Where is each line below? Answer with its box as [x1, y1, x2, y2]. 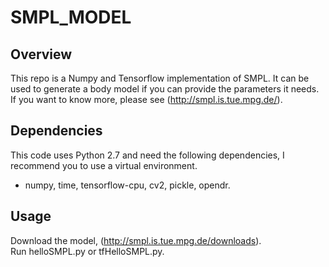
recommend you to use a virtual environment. [10, 159, 198, 171]
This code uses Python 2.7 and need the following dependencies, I [10, 149, 285, 161]
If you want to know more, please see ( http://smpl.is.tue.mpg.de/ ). [10, 94, 283, 105]
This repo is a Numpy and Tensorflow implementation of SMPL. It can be [10, 72, 310, 84]
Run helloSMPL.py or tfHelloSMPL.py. [10, 245, 165, 257]
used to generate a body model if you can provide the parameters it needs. [10, 83, 320, 95]
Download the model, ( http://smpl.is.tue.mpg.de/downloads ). [10, 234, 262, 246]
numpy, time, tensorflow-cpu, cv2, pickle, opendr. [24, 179, 231, 191]
